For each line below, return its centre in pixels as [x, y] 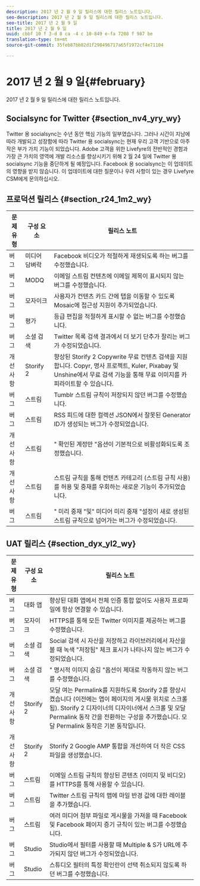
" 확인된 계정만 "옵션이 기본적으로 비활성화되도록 [118, 444]
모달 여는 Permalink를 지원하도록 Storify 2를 [109, 690]
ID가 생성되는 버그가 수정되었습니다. [101, 424]
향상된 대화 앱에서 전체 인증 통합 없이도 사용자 [110, 600]
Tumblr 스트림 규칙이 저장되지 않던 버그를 [109, 395]
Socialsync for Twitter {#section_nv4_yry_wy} [94, 119]
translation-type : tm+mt [37, 39]
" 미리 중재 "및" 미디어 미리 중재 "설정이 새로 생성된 [121, 512]
